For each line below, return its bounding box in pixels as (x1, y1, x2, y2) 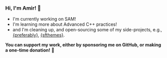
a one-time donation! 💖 (5, 47, 54, 53)
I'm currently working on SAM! (12, 16, 76, 22)
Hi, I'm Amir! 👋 (5, 5, 41, 12)
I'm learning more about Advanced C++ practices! (12, 21, 117, 27)
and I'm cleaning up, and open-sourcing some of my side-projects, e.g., (12, 27, 162, 33)
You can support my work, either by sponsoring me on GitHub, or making (5, 42, 161, 48)
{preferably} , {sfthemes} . (12, 32, 65, 38)
